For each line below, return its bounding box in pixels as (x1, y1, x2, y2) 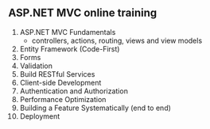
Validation (19, 61, 53, 70)
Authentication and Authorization (19, 86, 129, 96)
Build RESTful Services (19, 69, 95, 78)
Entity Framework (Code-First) (19, 44, 120, 54)
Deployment (19, 111, 60, 121)
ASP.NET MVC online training (8, 6, 157, 20)
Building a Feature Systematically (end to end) (19, 103, 171, 112)
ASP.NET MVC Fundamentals (19, 27, 116, 36)
